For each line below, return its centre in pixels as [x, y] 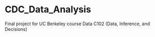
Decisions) [16, 29]
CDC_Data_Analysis [48, 10]
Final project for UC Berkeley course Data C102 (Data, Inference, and [77, 24]
